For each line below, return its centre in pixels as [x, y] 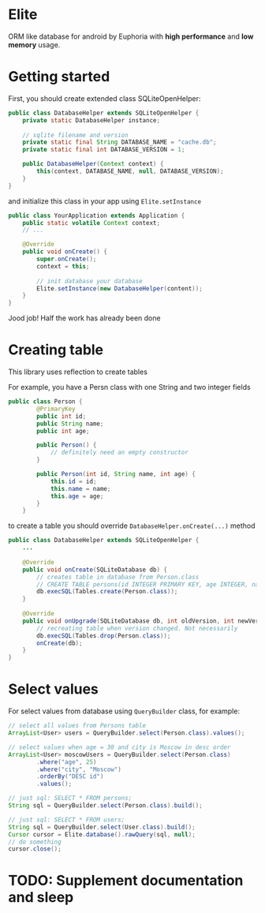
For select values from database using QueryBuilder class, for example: [124, 711]
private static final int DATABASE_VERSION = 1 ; [104, 150]
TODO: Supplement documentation [126, 881]
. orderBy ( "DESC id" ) [70, 776]
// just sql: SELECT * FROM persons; [70, 799]
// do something [35, 842]
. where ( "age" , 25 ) [67, 762]
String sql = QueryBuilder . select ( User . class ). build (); [102, 827]
